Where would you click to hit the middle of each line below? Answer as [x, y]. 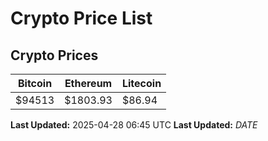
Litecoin [141, 83]
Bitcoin [35, 83]
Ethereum [88, 83]
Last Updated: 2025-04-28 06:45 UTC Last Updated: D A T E [134, 125]
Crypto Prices [54, 55]
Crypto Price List [81, 18]
